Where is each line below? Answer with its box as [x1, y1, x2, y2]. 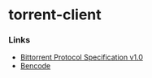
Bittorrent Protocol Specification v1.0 [20, 52, 144, 62]
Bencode [20, 61, 51, 71]
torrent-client [8, 6, 102, 24]
